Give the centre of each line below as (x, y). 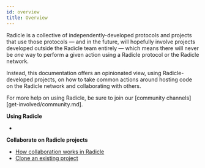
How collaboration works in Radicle (60, 152)
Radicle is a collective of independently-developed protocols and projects (99, 35)
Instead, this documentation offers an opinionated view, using (84, 73)
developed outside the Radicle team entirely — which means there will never (102, 48)
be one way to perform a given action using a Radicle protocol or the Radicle (103, 54)
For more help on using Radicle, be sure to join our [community (86, 98)
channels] (179, 98)
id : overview (23, 12)
